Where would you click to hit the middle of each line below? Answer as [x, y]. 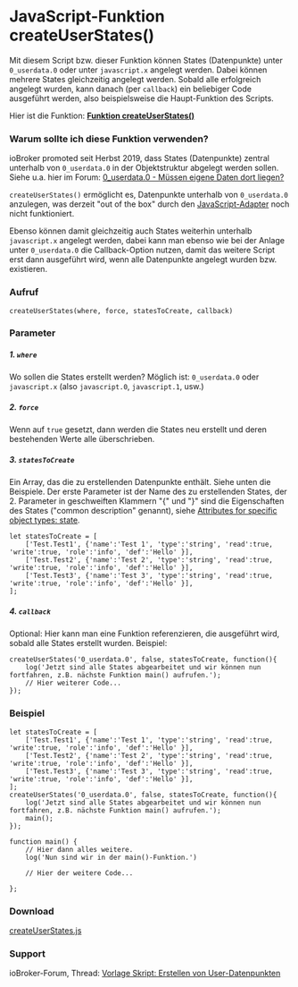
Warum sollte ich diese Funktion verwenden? [109, 139]
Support [28, 953]
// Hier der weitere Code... [79, 873]
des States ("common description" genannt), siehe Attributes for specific [144, 511]
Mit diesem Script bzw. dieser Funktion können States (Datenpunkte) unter [146, 60]
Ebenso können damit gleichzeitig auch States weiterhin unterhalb [131, 231]
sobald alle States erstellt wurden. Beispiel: [88, 643]
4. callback [30, 611]
